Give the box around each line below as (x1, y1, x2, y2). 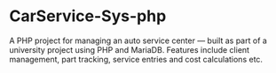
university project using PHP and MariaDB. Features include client (9, 44, 250, 55)
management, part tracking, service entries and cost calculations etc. (9, 54, 264, 64)
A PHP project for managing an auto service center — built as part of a (9, 35, 268, 46)
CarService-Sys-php (9, 6, 167, 26)
